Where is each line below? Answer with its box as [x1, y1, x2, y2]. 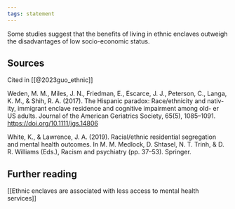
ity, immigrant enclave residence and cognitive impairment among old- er [7, 104, 220, 113]
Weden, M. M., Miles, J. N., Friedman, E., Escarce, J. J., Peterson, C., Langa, [7, 89, 227, 98]
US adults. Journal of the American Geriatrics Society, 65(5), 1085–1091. [7, 112, 216, 120]
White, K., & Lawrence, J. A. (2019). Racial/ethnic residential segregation [7, 133, 216, 141]
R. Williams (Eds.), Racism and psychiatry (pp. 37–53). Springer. [7, 148, 192, 156]
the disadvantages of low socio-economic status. [7, 36, 150, 46]
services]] [7, 194, 37, 203]
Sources [7, 58, 45, 69]
